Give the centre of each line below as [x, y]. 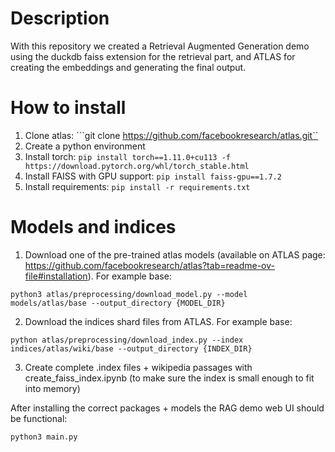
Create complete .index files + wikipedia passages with [138, 367]
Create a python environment [85, 146]
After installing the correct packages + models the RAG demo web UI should [167, 408]
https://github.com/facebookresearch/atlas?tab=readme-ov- [149, 265]
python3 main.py [44, 437]
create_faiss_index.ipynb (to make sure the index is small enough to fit [169, 378]
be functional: [39, 418]
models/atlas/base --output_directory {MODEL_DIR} [118, 303]
